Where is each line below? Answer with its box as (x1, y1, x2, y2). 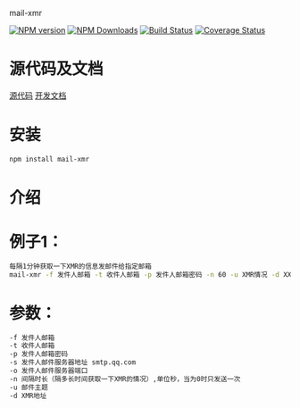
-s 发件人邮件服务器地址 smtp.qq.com (9, 358, 137, 367)
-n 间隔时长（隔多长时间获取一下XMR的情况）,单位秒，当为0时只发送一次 (9, 374, 241, 383)
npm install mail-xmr (9, 154, 90, 163)
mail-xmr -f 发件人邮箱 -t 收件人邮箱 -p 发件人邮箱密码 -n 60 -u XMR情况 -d (9, 270, 279, 279)
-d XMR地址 (9, 391, 47, 400)
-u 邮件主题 (9, 383, 49, 392)
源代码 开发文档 (9, 89, 67, 101)
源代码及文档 (9, 59, 104, 79)
